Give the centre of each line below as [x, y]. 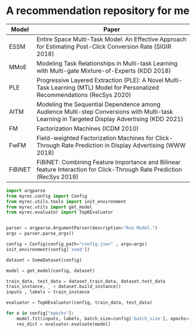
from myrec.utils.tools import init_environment [66, 201]
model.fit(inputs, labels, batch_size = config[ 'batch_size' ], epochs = [103, 318]
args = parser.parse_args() [40, 234]
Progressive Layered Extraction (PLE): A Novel [100, 80]
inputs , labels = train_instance [48, 292]
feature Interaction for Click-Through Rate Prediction [109, 169]
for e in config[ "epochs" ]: [40, 313]
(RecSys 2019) [57, 177]
